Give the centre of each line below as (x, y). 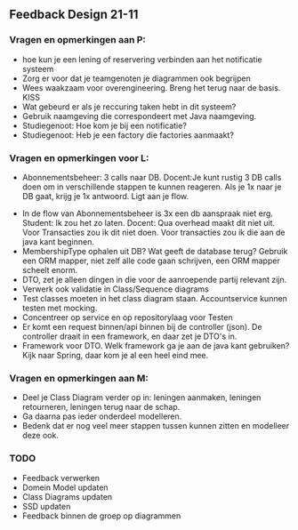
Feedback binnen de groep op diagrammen (101, 516)
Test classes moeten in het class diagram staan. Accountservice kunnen (154, 298)
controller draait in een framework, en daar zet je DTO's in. (129, 336)
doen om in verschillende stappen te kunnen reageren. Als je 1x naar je (152, 187)
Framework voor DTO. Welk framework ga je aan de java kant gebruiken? (156, 345)
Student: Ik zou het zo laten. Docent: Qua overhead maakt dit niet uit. (149, 222)
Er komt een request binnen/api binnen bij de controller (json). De (142, 326)
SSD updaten (46, 506)
